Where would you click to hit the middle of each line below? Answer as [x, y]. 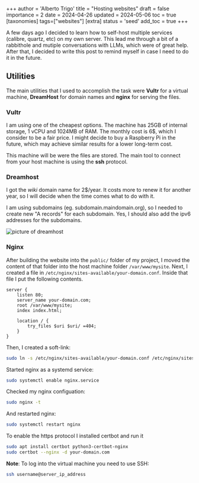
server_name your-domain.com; [54, 300]
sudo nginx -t [24, 402]
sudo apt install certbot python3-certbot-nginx [67, 447]
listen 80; [30, 295]
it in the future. [24, 58]
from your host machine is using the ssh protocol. [67, 162]
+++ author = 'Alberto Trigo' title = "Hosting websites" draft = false [88, 9]
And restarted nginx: [31, 414]
